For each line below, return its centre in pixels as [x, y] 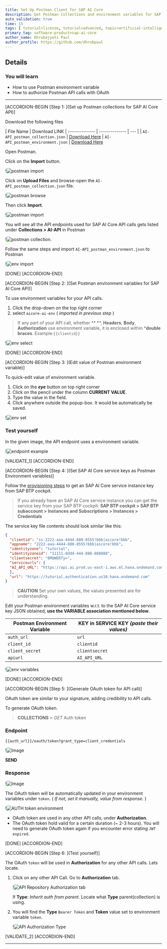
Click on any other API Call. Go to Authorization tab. [66, 877]
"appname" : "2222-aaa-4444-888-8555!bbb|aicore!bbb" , [66, 544]
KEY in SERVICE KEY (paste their [118, 623]
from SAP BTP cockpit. [29, 490]
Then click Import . [24, 205]
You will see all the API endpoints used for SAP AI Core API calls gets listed [82, 225]
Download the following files [34, 122]
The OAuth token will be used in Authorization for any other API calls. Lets [82, 862]
